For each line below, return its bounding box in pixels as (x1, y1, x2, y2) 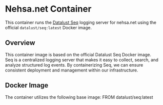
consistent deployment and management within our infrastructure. (5, 67, 138, 73)
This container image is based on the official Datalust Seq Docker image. (5, 52, 151, 57)
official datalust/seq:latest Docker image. (5, 24, 92, 30)
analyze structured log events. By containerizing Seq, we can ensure (5, 62, 143, 68)
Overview (5, 39, 36, 47)
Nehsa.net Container (5, 3, 92, 15)
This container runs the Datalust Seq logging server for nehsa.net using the (5, 19, 157, 25)
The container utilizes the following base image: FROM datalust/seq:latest (5, 94, 153, 100)
